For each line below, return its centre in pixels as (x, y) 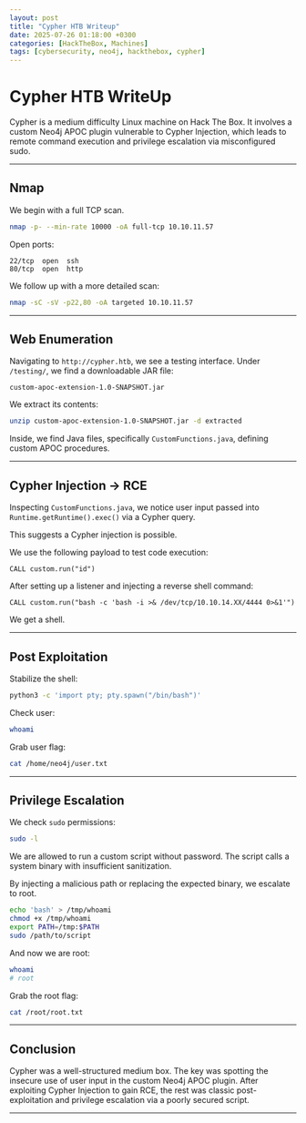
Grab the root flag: (44, 995)
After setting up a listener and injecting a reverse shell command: (132, 586)
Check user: (32, 712)
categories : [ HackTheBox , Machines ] (79, 43)
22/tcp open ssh (44, 260)
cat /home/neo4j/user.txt (58, 763)
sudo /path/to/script (51, 935)
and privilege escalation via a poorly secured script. (153, 1100)
